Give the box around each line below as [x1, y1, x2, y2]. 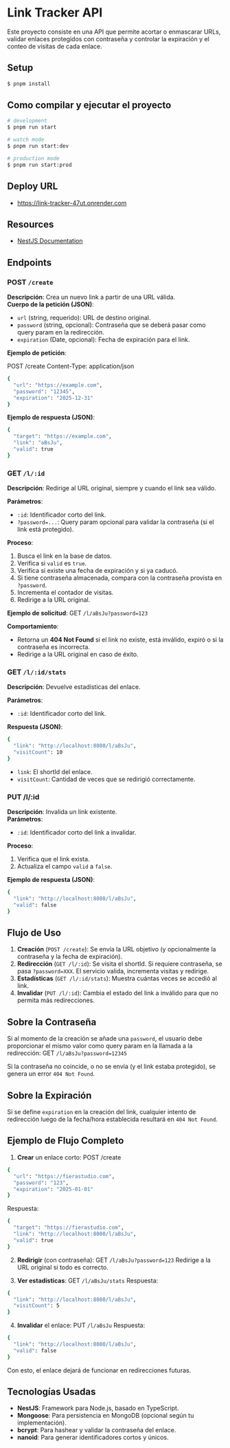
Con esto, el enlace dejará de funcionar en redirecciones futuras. [7, 1366, 192, 1375]
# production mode [7, 155, 60, 162]
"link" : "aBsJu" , [13, 440, 63, 446]
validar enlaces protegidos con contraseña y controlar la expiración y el [7, 34, 209, 43]
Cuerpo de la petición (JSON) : [7, 300, 94, 308]
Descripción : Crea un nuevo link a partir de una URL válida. [7, 293, 176, 301]
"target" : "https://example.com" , [13, 433, 112, 440]
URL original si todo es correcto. [16, 1263, 108, 1271]
